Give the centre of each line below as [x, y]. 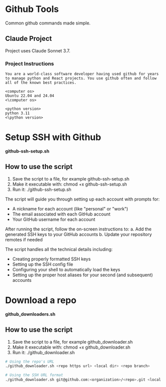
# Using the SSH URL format [34, 375]
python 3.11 [17, 113]
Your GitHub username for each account [54, 219]
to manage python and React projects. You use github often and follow [81, 78]
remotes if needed [24, 239]
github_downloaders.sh [30, 314]
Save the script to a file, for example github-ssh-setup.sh [71, 179]
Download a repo [41, 300]
